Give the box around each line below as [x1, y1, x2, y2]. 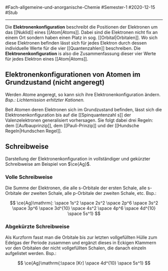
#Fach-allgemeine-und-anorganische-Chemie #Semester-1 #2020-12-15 [5, 5, 155, 10]
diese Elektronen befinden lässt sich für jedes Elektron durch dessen [5, 40, 147, 46]
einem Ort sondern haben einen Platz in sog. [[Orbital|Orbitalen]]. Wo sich [5, 35, 158, 41]
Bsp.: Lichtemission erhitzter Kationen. [5, 97, 85, 103]
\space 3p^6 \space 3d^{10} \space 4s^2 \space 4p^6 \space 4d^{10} [12, 205, 156, 211]
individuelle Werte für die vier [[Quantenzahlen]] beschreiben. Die [5, 45, 141, 51]
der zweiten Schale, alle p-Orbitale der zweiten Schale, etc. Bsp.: [22, 190, 156, 196]
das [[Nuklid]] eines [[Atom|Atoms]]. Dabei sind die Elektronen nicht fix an [5, 30, 158, 35]
